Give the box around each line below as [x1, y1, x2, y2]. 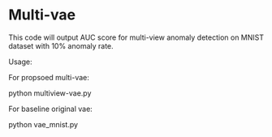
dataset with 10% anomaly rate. [8, 41, 114, 50]
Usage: [8, 57, 32, 66]
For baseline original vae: [8, 104, 93, 113]
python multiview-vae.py [8, 88, 92, 98]
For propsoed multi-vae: [8, 72, 89, 82]
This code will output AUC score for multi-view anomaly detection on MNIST [8, 32, 264, 42]
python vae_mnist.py [8, 119, 79, 129]
